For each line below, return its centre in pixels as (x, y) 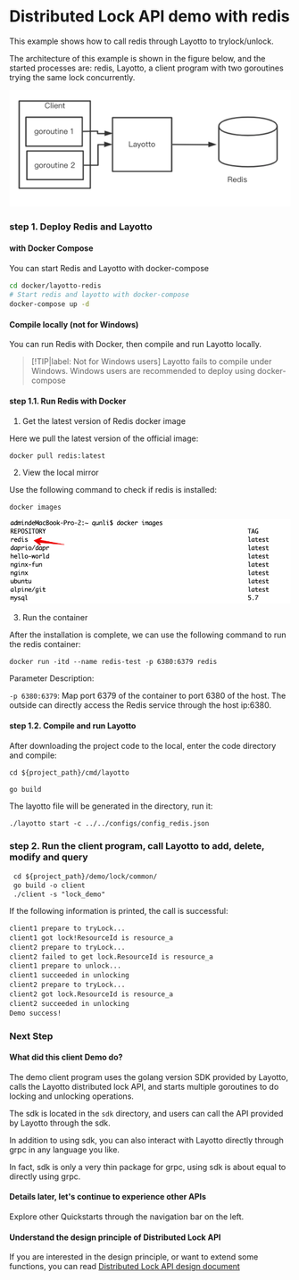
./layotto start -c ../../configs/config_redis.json (109, 823)
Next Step (31, 1035)
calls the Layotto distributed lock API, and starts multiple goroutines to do (144, 1086)
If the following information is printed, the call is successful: (119, 910)
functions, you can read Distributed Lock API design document (125, 1267)
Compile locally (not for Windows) (74, 324)
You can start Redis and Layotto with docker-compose (109, 268)
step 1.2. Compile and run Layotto (73, 726)
